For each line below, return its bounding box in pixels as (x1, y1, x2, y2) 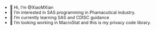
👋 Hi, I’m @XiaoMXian (9, 5, 54, 10)
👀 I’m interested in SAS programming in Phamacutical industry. (9, 10, 136, 15)
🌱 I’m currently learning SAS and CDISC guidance (9, 15, 110, 20)
